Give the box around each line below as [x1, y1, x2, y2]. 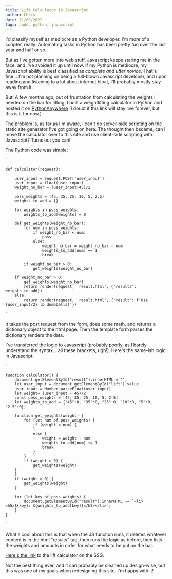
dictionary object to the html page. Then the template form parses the [5, 326, 153, 332]
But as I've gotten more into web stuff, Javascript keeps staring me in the [5, 57, 160, 63]
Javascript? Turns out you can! [5, 137, 71, 143]
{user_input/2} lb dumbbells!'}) [5, 302, 77, 307]
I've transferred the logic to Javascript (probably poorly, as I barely [5, 342, 147, 348]
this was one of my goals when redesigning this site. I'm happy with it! [5, 568, 154, 574]
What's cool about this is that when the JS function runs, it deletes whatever [5, 531, 167, 538]
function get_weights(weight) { [14, 413, 84, 418]
